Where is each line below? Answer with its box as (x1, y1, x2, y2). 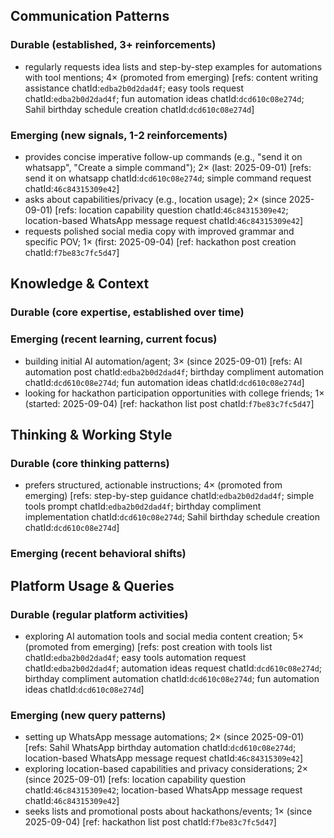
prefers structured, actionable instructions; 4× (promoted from (24, 479, 283, 491)
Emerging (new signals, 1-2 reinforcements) (10, 128, 228, 142)
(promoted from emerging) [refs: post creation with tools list (24, 640, 273, 653)
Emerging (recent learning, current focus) (10, 332, 218, 346)
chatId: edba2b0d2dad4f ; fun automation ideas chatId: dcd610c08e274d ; (24, 92, 305, 104)
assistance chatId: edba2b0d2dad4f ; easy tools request (24, 82, 245, 94)
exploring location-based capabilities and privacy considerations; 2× (24, 763, 309, 775)
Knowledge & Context (10, 275, 150, 293)
